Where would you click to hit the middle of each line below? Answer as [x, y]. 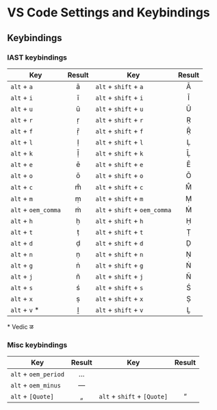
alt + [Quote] [32, 396]
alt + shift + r [119, 120]
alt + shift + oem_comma [133, 209]
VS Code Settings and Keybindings [108, 13]
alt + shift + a [119, 86]
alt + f [22, 131]
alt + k [22, 153]
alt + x [22, 298]
